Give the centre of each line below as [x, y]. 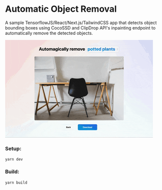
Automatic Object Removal [61, 9]
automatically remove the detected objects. [49, 33]
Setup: [13, 148]
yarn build [16, 183]
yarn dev [14, 160]
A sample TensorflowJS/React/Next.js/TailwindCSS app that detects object [81, 23]
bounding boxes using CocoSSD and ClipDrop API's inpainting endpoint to [81, 27]
